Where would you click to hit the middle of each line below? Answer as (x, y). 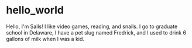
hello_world (35, 10)
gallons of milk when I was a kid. (45, 39)
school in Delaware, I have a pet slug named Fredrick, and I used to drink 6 (96, 32)
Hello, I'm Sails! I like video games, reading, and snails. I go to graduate (92, 26)
